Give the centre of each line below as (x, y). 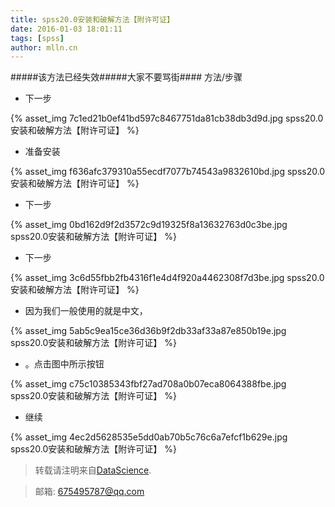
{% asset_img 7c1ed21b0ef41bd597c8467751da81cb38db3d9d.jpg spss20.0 (167, 118)
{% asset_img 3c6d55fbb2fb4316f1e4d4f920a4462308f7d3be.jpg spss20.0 (167, 278)
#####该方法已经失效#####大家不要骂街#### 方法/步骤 (126, 77)
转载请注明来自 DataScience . (93, 470)
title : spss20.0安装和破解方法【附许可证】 (92, 19)
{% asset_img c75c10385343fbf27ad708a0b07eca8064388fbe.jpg (148, 384)
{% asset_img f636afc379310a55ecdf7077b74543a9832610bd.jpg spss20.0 (168, 172)
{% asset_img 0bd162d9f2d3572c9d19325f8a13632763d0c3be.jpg (149, 225)
